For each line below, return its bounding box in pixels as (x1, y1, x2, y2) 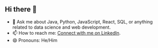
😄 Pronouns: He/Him (12, 37, 58, 43)
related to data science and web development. (12, 24, 111, 30)
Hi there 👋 (5, 5, 37, 14)
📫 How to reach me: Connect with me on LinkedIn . (12, 30, 121, 36)
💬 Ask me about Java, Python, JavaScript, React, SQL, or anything (12, 18, 153, 25)
